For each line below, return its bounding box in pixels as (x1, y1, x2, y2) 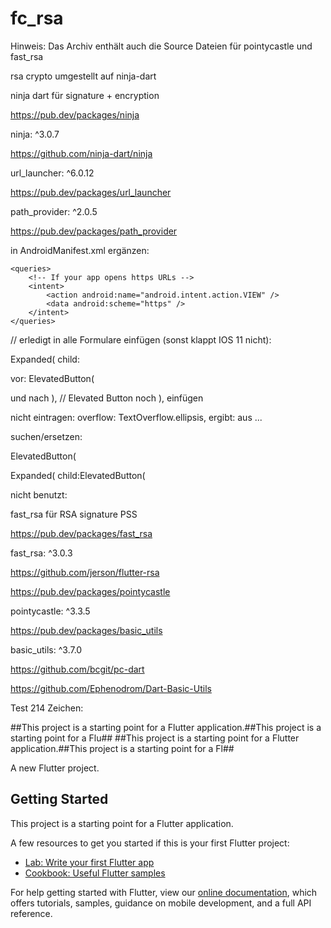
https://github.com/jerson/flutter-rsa (10, 566, 160, 578)
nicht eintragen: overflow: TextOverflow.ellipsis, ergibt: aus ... (10, 411, 263, 423)
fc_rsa (10, 7, 64, 30)
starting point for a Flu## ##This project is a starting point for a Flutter (10, 732, 300, 744)
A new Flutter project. (10, 762, 100, 774)
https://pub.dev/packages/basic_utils (10, 624, 163, 636)
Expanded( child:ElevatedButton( (10, 469, 146, 481)
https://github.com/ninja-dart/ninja (10, 147, 153, 159)
